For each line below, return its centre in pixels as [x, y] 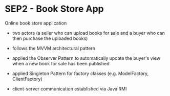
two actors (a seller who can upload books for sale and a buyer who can [88, 33]
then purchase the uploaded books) [50, 38]
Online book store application [36, 23]
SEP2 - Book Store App [54, 9]
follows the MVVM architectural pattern [54, 48]
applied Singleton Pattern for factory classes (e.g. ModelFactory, [80, 73]
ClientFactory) [27, 79]
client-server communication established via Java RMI [69, 89]
